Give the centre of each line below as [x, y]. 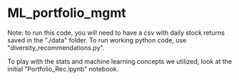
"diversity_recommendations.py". [56, 47]
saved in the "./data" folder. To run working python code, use [97, 40]
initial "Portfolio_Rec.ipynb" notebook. [63, 69]
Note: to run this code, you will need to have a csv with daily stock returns [116, 33]
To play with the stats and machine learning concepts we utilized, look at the [120, 61]
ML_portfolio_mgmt [67, 13]
